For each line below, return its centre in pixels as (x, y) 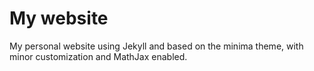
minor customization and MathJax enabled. (98, 56)
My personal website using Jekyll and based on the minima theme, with (156, 46)
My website (59, 18)
